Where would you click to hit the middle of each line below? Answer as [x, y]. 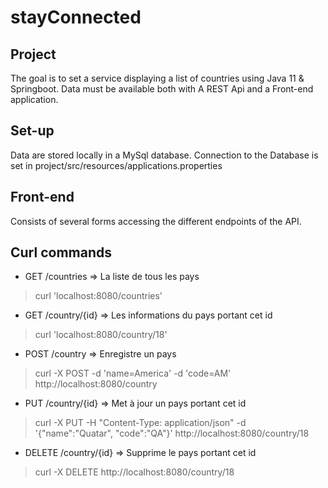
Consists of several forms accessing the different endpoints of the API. [156, 221]
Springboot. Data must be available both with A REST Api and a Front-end [162, 89]
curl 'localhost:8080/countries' [98, 296]
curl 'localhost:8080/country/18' [101, 335]
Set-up [32, 131]
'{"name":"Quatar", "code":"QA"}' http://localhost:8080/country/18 [172, 433]
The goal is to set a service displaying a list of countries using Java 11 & [157, 78]
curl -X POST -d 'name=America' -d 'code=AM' [133, 373]
